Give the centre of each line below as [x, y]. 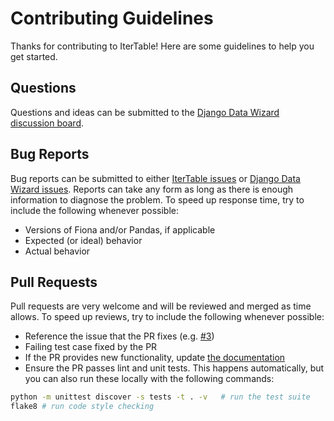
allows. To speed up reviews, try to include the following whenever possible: [167, 317]
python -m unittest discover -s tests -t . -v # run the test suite [160, 397]
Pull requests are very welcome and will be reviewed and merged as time [161, 306]
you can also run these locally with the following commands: [149, 379]
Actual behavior [57, 251]
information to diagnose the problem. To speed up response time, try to [157, 199]
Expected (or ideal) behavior [83, 240]
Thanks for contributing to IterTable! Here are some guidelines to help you [162, 46]
